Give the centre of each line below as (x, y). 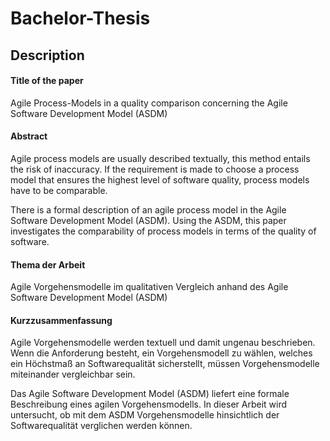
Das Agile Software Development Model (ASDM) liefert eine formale (150, 394)
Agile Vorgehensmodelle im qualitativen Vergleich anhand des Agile (149, 287)
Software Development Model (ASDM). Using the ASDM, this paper (148, 220)
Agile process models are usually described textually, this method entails (160, 158)
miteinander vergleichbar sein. (73, 374)
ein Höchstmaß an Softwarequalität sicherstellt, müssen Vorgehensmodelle (165, 364)
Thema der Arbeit (48, 264)
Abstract (29, 136)
